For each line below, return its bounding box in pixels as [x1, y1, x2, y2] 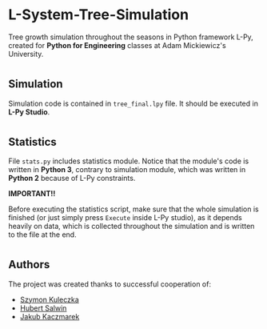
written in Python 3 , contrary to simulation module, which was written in [8, 165, 246, 175]
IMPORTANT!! [8, 189, 56, 199]
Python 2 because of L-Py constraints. [8, 174, 136, 183]
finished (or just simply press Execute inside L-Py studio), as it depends [8, 213, 242, 223]
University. [8, 49, 44, 58]
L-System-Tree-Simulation [8, 6, 189, 24]
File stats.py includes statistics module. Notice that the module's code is [8, 156, 249, 166]
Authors [8, 258, 50, 271]
